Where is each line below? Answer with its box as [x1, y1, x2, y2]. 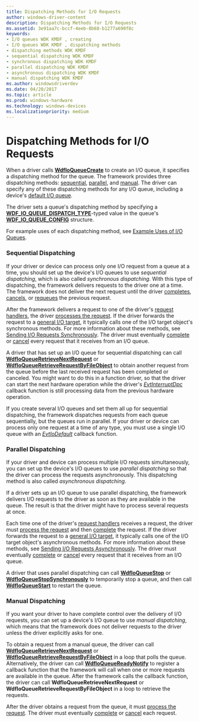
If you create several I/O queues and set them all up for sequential [6, 405, 168, 412]
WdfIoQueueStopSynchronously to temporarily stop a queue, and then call [6, 575, 192, 582]
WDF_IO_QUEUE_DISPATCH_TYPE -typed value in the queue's [6, 210, 159, 217]
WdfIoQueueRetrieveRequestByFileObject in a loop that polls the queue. [6, 653, 187, 661]
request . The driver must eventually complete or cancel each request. [6, 709, 177, 717]
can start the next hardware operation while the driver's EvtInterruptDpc [6, 380, 183, 388]
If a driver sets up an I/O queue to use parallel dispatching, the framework [6, 489, 187, 496]
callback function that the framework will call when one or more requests [6, 666, 185, 674]
